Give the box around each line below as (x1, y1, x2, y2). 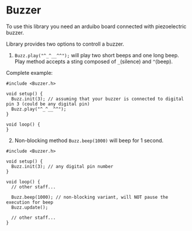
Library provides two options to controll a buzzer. (6, 40, 124, 47)
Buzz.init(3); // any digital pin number (11, 163, 114, 170)
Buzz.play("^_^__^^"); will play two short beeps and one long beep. (14, 51, 179, 58)
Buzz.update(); (11, 204, 48, 211)
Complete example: (6, 69, 53, 76)
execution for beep (6, 199, 54, 205)
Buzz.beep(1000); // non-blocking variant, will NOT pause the (11, 194, 168, 200)
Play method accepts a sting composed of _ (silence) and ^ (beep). (14, 58, 173, 65)
